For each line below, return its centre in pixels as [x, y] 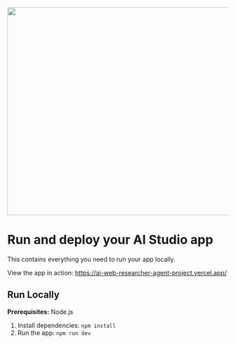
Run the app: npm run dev [54, 333]
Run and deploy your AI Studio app [110, 240]
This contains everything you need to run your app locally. [91, 259]
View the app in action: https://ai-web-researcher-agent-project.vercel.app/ [117, 273]
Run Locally [33, 295]
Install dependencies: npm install [66, 325]
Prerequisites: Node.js [40, 312]
